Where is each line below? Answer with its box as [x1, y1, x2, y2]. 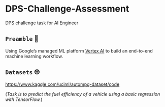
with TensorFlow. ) [5, 96, 43, 102]
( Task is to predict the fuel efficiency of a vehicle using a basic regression [5, 91, 160, 97]
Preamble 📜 [5, 34, 39, 43]
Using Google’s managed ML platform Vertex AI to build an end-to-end [5, 47, 153, 54]
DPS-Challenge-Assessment [5, 3, 129, 15]
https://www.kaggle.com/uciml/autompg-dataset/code [5, 81, 120, 87]
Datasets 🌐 [5, 68, 40, 76]
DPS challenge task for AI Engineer [5, 20, 79, 26]
